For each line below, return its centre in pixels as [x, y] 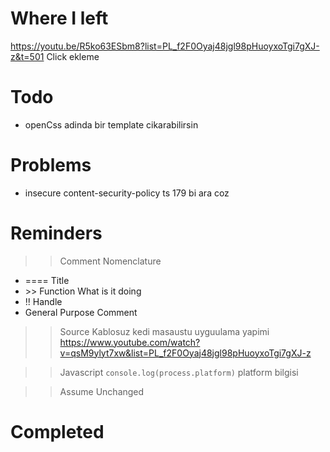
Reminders [56, 233]
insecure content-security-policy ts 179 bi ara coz [127, 193]
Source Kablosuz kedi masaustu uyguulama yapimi [164, 331]
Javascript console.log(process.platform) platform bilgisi [179, 372]
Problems [51, 165]
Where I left [59, 18]
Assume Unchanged [102, 391]
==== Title [47, 280]
